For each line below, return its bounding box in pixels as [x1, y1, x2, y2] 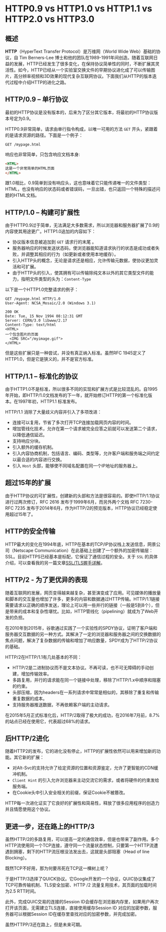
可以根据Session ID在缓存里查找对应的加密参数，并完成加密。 [13, 911, 139, 917]
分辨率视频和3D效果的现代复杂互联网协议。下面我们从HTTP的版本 [18, 73, 153, 79]
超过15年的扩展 [5, 478, 51, 487]
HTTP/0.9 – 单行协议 [5, 95, 68, 104]
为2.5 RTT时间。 [5, 888, 39, 894]
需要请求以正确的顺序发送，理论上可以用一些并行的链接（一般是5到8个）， [5, 602, 156, 608]
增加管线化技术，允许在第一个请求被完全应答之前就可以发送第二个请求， [12, 426, 160, 432]
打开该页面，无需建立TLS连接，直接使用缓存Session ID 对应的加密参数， [5, 905, 153, 911]
